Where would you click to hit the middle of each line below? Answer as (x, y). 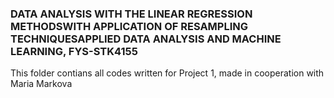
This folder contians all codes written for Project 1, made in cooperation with (167, 73)
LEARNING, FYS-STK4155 (74, 51)
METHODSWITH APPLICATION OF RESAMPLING (129, 26)
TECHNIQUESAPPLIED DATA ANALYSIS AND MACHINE (146, 39)
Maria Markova (41, 84)
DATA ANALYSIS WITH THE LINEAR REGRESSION (131, 14)
